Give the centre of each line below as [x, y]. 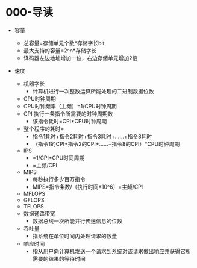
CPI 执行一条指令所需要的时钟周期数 [68, 114]
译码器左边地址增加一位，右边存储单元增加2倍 [80, 58]
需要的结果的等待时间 [59, 258]
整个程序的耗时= [44, 129]
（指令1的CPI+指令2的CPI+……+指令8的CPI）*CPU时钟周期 [106, 144]
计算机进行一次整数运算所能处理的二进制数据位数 [93, 91]
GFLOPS [34, 200]
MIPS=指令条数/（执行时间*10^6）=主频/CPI [88, 187]
